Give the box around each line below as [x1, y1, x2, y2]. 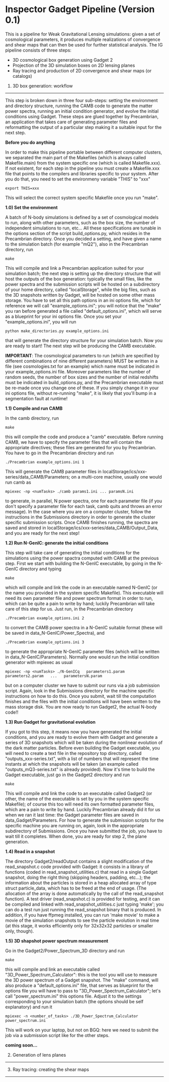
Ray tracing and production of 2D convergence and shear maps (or [12, 67, 152, 74]
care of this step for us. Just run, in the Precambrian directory [5, 605, 133, 612]
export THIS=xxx [5, 185, 39, 191]
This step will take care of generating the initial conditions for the [5, 549, 140, 555]
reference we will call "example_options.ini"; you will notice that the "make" [5, 302, 161, 309]
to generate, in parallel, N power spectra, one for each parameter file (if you [5, 498, 162, 504]
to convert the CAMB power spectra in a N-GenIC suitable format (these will [5, 624, 162, 630]
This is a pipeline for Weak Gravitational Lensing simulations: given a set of [5, 31, 160, 37]
